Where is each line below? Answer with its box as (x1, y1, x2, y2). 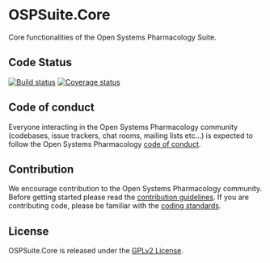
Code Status (8, 56, 73, 69)
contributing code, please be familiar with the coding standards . (8, 201, 221, 211)
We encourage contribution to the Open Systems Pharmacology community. (8, 184, 263, 194)
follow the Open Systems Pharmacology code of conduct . (8, 139, 201, 148)
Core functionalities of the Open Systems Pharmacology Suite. (8, 32, 217, 42)
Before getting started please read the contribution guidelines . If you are (8, 192, 249, 202)
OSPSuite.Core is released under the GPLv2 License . (8, 246, 184, 256)
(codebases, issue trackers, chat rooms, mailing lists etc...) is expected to (8, 131, 253, 140)
